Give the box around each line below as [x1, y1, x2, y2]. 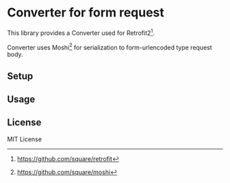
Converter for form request [7, 5, 164, 21]
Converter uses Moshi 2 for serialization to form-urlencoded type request [7, 42, 212, 51]
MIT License [7, 135, 42, 143]
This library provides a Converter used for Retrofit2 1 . [7, 27, 155, 37]
